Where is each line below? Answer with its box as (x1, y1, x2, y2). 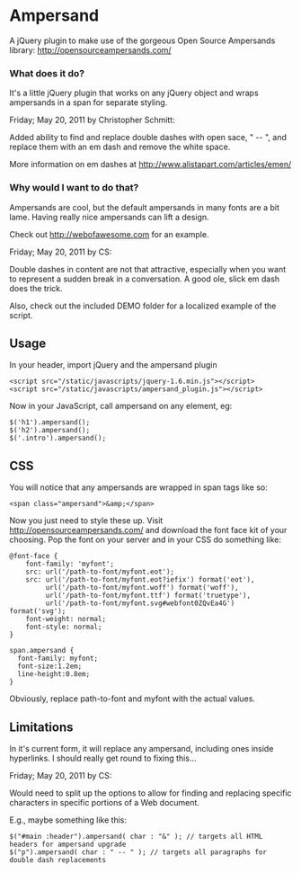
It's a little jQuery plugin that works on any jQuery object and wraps (9, 87, 259, 99)
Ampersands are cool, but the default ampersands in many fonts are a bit (9, 201, 280, 212)
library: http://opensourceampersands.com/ (9, 44, 173, 55)
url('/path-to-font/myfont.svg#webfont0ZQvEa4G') (45, 599, 235, 608)
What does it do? (9, 67, 85, 79)
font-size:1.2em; (17, 662, 83, 671)
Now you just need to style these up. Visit (9, 515, 164, 526)
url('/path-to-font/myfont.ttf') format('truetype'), (45, 591, 252, 601)
